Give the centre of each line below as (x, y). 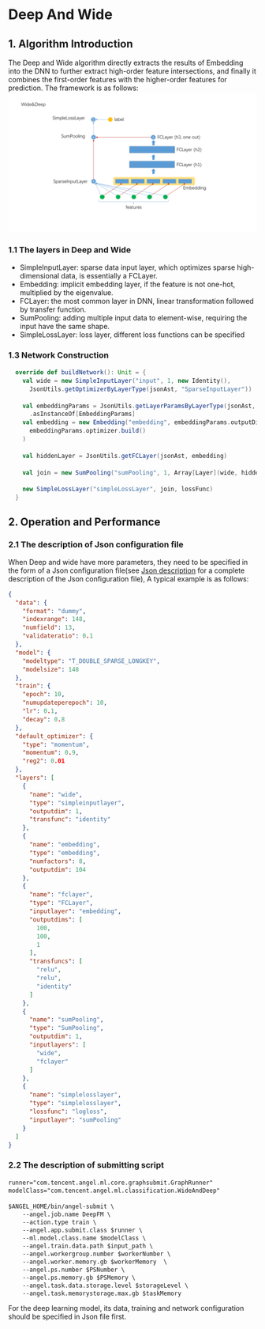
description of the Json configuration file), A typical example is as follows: (129, 578)
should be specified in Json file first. (67, 1316)
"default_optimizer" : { (54, 736)
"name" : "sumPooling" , (66, 1020)
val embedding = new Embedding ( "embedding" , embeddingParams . (127, 422)
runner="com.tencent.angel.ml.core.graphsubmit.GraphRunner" (111, 1183)
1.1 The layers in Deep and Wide (70, 250)
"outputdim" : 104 (58, 869)
